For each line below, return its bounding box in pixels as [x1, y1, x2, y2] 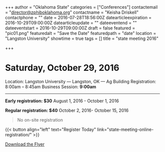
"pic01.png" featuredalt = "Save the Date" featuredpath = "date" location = [5, 30, 156, 36]
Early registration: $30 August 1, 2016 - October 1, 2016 [5, 98, 119, 104]
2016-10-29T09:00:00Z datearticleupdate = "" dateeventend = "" [5, 20, 137, 26]
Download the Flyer [5, 141, 45, 147]
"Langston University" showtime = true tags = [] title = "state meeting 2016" [5, 35, 159, 41]
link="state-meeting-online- [97, 126, 154, 132]
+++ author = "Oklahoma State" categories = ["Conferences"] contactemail [5, 4, 158, 10]
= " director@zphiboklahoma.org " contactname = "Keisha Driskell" [5, 9, 139, 15]
